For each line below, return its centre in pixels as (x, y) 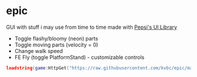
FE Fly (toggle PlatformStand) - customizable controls (79, 57)
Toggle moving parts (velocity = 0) (56, 45)
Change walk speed (39, 51)
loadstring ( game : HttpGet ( (38, 68)
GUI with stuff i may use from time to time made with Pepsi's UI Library (92, 27)
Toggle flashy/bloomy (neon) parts (56, 38)
